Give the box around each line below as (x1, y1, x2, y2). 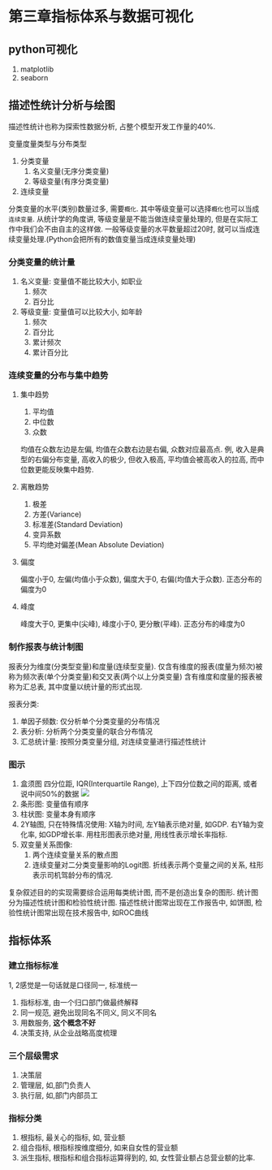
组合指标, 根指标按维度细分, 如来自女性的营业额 (19, 1142, 179, 1153)
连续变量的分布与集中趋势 (8, 370, 109, 382)
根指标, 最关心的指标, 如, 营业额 (19, 1133, 126, 1142)
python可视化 (8, 42, 78, 56)
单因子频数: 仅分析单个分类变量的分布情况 (19, 716, 160, 726)
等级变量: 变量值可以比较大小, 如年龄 (19, 307, 143, 317)
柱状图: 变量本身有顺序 (19, 810, 96, 818)
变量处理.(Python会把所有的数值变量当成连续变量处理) (15, 234, 196, 244)
